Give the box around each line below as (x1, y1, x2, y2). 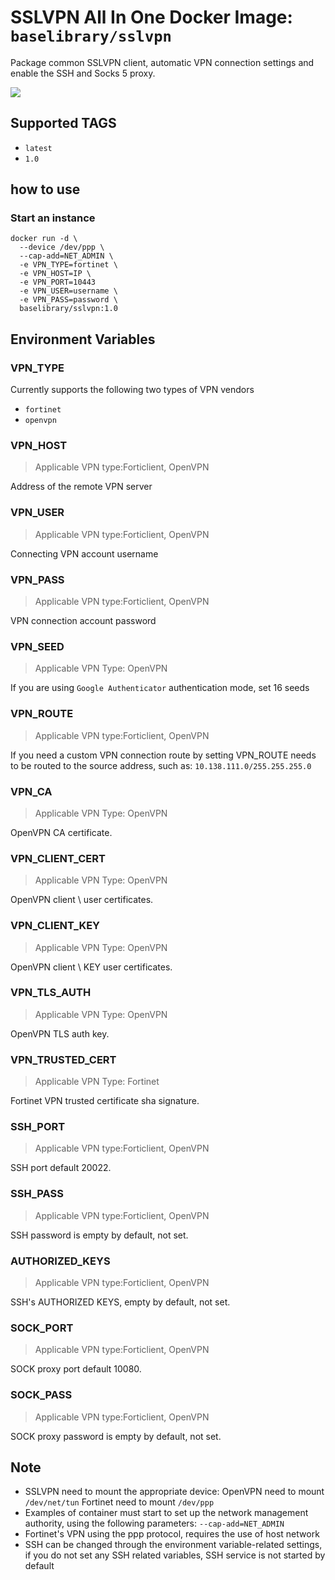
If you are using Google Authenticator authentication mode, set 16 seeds (10, 682, 310, 694)
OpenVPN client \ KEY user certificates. (10, 961, 173, 973)
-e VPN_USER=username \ (19, 286, 118, 296)
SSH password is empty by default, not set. (10, 1229, 189, 1241)
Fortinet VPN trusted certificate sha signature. (10, 1095, 200, 1107)
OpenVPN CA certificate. (10, 826, 113, 838)
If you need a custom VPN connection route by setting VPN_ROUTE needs (10, 749, 317, 761)
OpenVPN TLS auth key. (10, 1027, 110, 1040)
